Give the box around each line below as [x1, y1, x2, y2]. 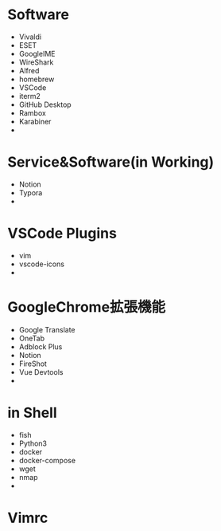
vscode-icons [18, 259, 65, 269]
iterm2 [18, 91, 41, 100]
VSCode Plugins [7, 225, 117, 242]
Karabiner [18, 116, 52, 126]
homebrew [18, 74, 55, 84]
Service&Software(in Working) [7, 153, 215, 171]
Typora [18, 187, 43, 197]
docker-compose [18, 455, 76, 465]
